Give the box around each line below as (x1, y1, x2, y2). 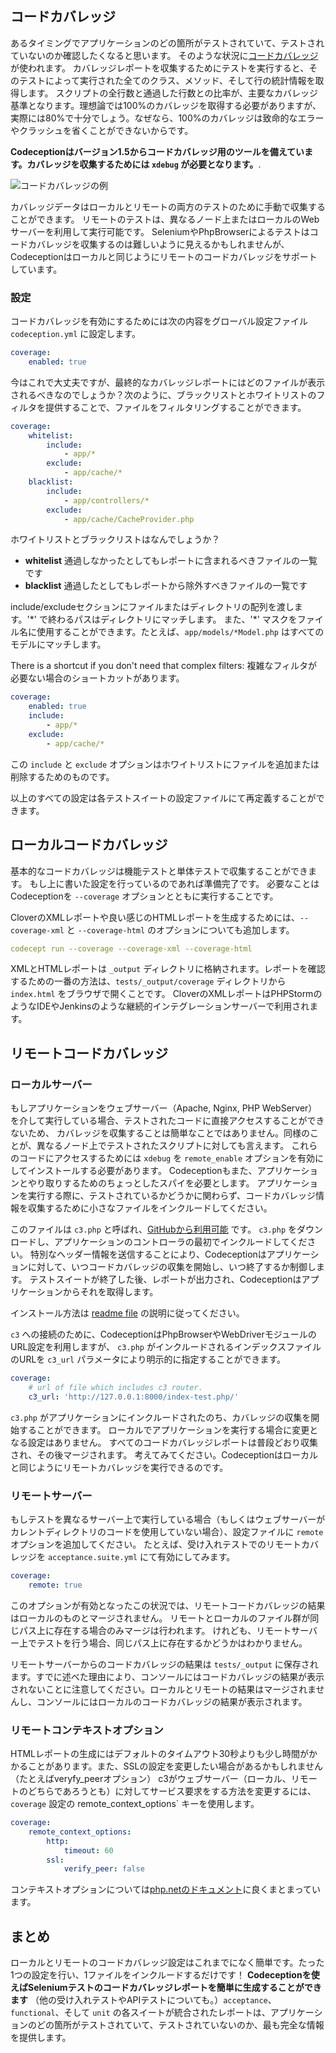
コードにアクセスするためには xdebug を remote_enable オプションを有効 (18, 1152, 316, 1164)
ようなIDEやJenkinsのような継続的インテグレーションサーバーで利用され (10, 1000, 310, 1012)
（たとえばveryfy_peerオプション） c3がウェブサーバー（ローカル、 (10, 1773, 292, 1785)
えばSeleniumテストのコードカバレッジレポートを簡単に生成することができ (10, 1982, 322, 1994)
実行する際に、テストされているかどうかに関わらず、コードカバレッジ (27, 1190, 316, 1202)
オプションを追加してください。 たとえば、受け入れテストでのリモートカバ (10, 1538, 320, 1551)
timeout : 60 (63, 1845, 114, 1856)
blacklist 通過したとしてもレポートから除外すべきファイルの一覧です (24, 580, 308, 592)
